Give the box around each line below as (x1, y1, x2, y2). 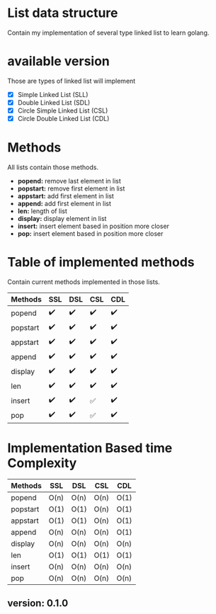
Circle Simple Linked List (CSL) (17, 106, 108, 115)
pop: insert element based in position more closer (17, 229, 164, 238)
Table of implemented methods (7, 254, 195, 271)
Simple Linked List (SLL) (17, 90, 89, 98)
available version (7, 53, 110, 69)
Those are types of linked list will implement (7, 76, 136, 85)
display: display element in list (17, 215, 107, 223)
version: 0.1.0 (7, 597, 69, 610)
